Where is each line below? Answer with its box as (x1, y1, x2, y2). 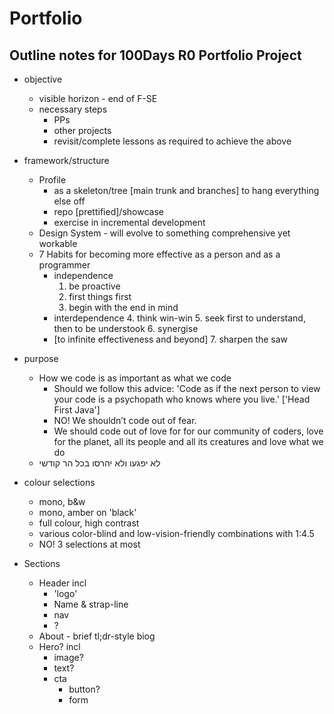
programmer (38, 259, 91, 271)
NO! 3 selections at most (38, 538, 141, 550)
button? (68, 683, 101, 695)
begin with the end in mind (68, 302, 179, 313)
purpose (23, 353, 59, 364)
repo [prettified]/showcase (53, 206, 164, 217)
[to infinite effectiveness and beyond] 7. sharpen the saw (53, 333, 289, 345)
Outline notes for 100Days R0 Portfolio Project (9, 47, 302, 64)
